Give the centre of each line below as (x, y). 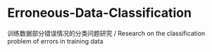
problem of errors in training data (55, 41)
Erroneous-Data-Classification (100, 13)
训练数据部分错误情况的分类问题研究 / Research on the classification (106, 33)
